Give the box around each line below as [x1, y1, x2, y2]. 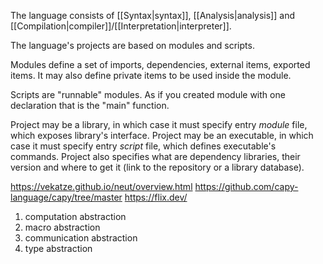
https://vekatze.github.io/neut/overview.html [10, 181, 193, 192]
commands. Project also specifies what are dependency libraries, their [10, 151, 301, 162]
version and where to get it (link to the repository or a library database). [10, 161, 305, 173]
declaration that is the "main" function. [10, 100, 170, 111]
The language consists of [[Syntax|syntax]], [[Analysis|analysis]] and [10, 10, 295, 21]
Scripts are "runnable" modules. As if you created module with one [10, 89, 286, 100]
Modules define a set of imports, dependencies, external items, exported [10, 59, 311, 70]
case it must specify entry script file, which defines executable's [10, 140, 277, 152]
